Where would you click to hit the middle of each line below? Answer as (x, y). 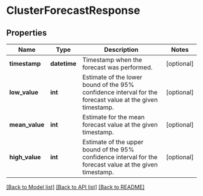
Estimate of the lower (112, 77)
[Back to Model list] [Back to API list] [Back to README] (76, 187)
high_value (25, 157)
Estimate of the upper (113, 142)
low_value (24, 92)
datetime (63, 64)
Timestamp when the (112, 60)
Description (121, 50)
